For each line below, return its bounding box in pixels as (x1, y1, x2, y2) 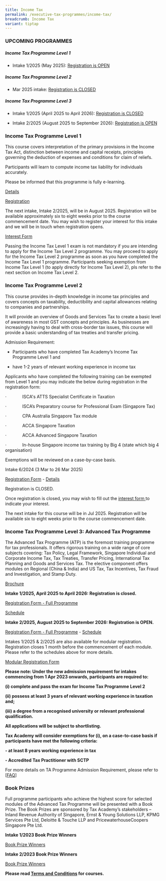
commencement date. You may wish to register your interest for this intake (5, 219, 158, 225)
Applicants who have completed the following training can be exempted (5, 373, 152, 379)
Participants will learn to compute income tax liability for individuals (5, 164, 143, 170)
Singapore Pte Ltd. (5, 822, 43, 828)
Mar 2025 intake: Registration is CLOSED (12, 87, 96, 93)
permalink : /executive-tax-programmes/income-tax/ (5, 12, 112, 17)
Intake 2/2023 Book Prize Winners (5, 851, 78, 857)
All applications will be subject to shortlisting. (5, 723, 102, 729)
